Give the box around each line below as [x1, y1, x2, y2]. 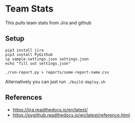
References [5, 93, 42, 102]
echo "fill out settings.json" [5, 61, 71, 66]
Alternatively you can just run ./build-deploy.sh [5, 79, 106, 85]
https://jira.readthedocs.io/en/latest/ [12, 106, 88, 112]
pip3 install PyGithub [5, 52, 53, 57]
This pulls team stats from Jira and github [5, 20, 92, 26]
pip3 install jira [5, 47, 44, 53]
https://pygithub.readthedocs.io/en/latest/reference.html [12, 112, 130, 118]
